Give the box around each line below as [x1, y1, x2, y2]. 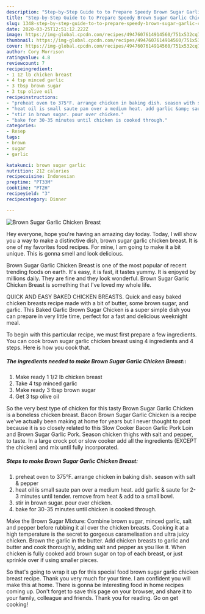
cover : [6, 43, 23, 50]
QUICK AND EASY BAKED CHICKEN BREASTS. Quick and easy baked [6, 293, 182, 300]
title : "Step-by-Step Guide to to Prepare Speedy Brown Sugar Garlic [6, 15, 187, 21]
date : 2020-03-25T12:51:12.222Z [6, 26, 88, 32]
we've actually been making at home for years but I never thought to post [6, 417, 191, 425]
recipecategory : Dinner [6, 196, 67, 202]
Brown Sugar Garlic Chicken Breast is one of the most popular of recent [6, 261, 187, 269]
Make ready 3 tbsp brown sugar [15, 386, 96, 393]
